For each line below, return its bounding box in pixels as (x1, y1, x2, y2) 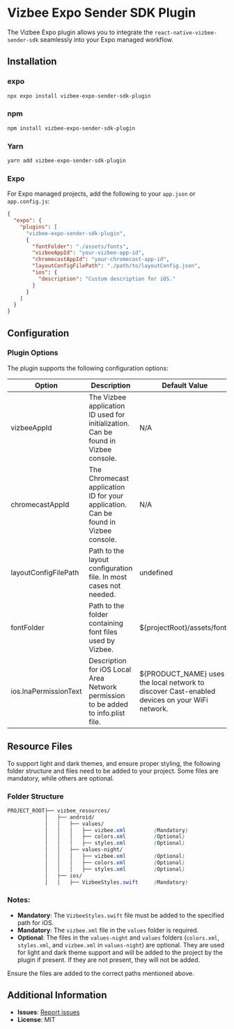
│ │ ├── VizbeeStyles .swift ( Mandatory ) (44, 878, 189, 886)
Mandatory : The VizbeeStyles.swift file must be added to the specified (17, 911, 225, 919)
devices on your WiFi (139, 695, 208, 704)
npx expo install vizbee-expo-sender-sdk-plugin (7, 92, 151, 99)
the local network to (139, 677, 205, 687)
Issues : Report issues (17, 1007, 80, 1016)
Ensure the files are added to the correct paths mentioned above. (7, 969, 195, 977)
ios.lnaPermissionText (10, 686, 82, 696)
